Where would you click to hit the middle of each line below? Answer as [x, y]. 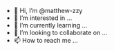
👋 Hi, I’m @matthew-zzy [48, 11]
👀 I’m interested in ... [43, 18]
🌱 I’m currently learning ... [50, 25]
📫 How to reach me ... [46, 40]
